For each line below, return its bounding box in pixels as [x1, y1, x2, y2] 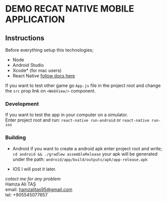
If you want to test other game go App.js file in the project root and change [5, 82, 161, 88]
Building [5, 134, 26, 141]
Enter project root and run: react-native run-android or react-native [5, 117, 150, 123]
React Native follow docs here [12, 73, 75, 78]
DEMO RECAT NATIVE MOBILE [5, 3, 135, 15]
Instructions [5, 34, 44, 42]
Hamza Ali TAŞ [5, 181, 36, 187]
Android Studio [12, 62, 44, 68]
